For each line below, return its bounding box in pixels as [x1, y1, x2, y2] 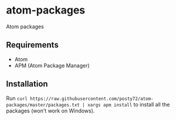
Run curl [6, 95, 28, 102]
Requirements [6, 40, 59, 50]
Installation [6, 79, 48, 89]
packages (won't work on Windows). [6, 107, 95, 114]
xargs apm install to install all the [87, 101, 170, 108]
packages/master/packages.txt [6, 102, 80, 108]
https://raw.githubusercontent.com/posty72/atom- [30, 95, 154, 102]
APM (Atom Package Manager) [14, 62, 90, 69]
